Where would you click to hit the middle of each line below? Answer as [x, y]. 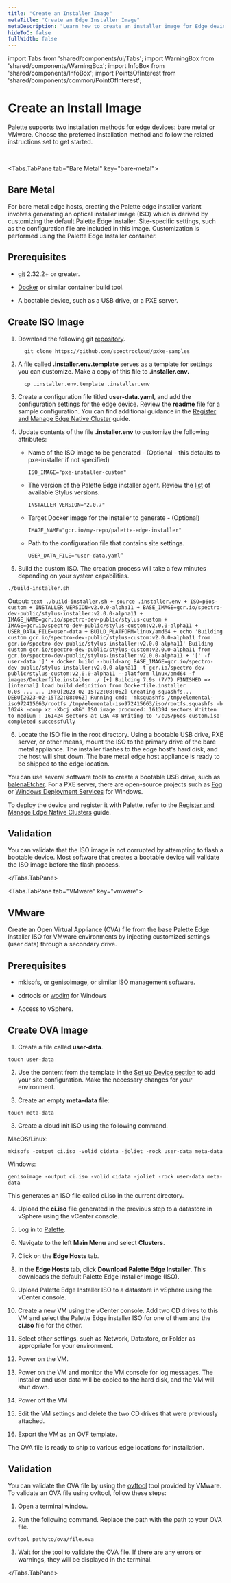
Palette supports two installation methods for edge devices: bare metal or [111, 127]
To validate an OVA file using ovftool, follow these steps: [87, 1493]
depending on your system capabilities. [73, 576]
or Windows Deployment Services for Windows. [75, 791]
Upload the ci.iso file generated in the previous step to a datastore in [115, 1209]
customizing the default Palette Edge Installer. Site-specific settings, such [112, 221]
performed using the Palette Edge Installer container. [82, 236]
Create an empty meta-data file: [63, 1100]
